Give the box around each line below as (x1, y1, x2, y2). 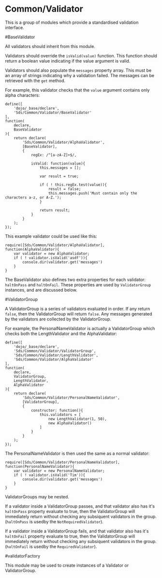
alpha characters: (5, 92, 40, 98)
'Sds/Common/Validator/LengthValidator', (14, 353, 98, 358)
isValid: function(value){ (30, 161, 86, 166)
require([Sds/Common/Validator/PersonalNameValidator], (5, 460, 120, 464)
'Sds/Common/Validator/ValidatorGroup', (14, 348, 96, 353)
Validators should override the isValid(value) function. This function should (5, 52, 157, 59)
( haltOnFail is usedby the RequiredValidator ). (5, 544, 97, 549)
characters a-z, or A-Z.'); (5, 195, 62, 200)
